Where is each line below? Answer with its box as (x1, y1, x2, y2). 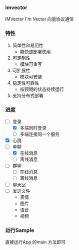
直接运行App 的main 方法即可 (5, 239, 66, 245)
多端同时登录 (19, 124, 46, 131)
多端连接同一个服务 (19, 131, 60, 137)
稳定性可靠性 (12, 80, 39, 86)
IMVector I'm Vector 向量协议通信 (5, 16, 74, 22)
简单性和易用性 (12, 42, 43, 48)
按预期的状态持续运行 (19, 86, 64, 92)
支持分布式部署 (12, 92, 43, 98)
